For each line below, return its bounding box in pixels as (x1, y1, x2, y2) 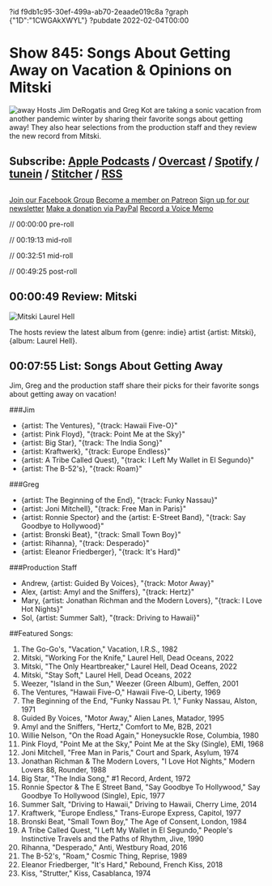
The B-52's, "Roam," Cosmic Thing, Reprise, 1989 (20, 851, 188, 861)
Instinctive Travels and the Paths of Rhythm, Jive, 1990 (20, 834, 205, 844)
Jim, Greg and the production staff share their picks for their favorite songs (9, 381, 260, 390)
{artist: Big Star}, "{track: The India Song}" (20, 438, 163, 448)
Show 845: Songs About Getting (9, 44, 232, 62)
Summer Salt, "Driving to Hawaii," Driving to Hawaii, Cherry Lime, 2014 (20, 799, 257, 810)
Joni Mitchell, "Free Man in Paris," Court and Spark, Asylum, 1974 (20, 748, 240, 758)
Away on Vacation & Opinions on (9, 61, 232, 80)
